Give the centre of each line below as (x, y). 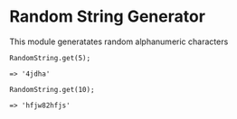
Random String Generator (108, 17)
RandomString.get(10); (52, 89)
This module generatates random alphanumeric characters (119, 41)
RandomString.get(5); (50, 58)
